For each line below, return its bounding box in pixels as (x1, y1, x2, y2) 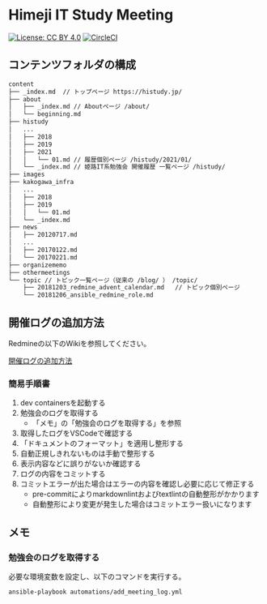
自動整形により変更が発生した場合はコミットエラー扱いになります (32, 499, 252, 509)
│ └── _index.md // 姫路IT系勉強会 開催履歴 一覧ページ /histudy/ (8, 163, 226, 171)
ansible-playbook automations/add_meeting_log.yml (8, 588, 183, 596)
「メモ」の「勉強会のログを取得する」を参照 (32, 418, 182, 428)
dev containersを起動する (19, 398, 106, 408)
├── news (8, 223, 38, 232)
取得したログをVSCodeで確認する (19, 428, 133, 439)
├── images (8, 170, 45, 179)
